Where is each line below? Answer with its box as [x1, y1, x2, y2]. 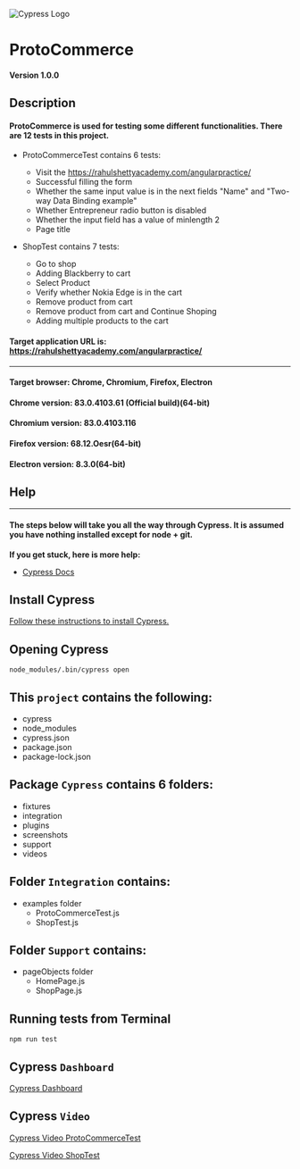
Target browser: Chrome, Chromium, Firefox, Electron [9, 377, 212, 388]
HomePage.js [35, 976, 86, 987]
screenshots [21, 829, 69, 839]
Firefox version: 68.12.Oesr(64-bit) [9, 438, 142, 448]
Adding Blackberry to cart [35, 268, 131, 279]
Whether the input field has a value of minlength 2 [35, 214, 221, 225]
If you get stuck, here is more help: [9, 549, 141, 560]
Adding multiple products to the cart [35, 315, 170, 326]
